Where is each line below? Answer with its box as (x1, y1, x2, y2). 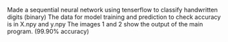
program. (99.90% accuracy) (7, 27, 90, 35)
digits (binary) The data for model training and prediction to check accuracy (7, 13, 221, 21)
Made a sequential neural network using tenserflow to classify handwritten (7, 6, 218, 14)
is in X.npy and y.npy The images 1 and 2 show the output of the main (7, 20, 203, 28)
